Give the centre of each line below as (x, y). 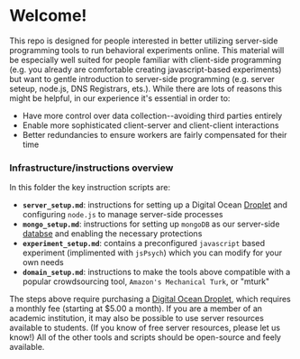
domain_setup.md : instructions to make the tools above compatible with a (156, 272)
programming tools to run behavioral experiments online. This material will (147, 50)
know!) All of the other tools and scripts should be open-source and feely (145, 337)
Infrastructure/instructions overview (91, 168)
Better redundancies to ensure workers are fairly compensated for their (155, 134)
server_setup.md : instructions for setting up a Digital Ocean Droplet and (155, 205)
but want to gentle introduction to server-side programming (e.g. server (142, 78)
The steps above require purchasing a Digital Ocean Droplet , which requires (150, 299)
